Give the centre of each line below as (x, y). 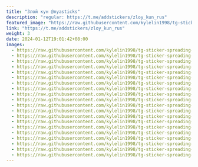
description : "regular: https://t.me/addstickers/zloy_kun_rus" (87, 17)
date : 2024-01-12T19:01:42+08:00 (47, 39)
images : (16, 45)
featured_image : (26, 23)
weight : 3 (18, 34)
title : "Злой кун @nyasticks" (43, 12)
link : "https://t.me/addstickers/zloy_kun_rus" (66, 28)
